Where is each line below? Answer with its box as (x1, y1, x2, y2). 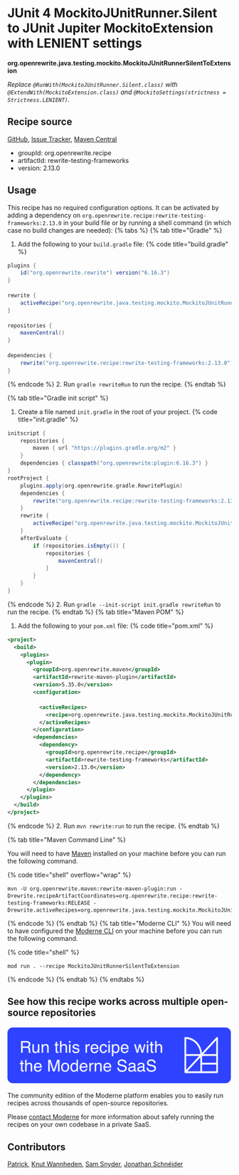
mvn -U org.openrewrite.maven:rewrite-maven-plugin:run (7, 885, 176, 892)
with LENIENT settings (7, 36, 142, 51)
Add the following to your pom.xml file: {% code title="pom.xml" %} (17, 621, 213, 630)
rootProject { (7, 475, 50, 482)
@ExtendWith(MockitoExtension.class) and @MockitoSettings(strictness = (7, 88, 226, 96)
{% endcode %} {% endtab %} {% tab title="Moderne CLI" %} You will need (7, 919, 231, 927)
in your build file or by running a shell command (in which (63, 218, 231, 227)
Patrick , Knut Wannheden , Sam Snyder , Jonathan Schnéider (7, 1159, 184, 1168)
